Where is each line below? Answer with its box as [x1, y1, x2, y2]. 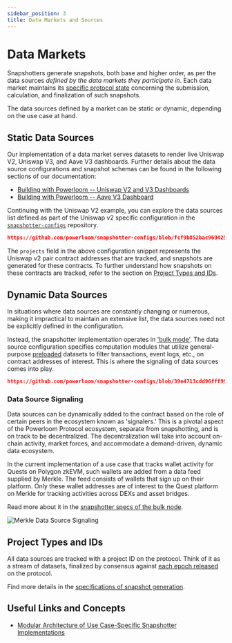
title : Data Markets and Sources [7, 17, 104, 23]
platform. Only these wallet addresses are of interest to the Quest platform [7, 482, 219, 490]
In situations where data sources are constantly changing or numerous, [7, 307, 210, 315]
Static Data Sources [7, 132, 95, 144]
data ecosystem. [7, 447, 55, 455]
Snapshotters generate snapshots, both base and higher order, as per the [7, 69, 216, 77]
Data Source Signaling [7, 394, 84, 404]
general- [189, 343, 215, 351]
